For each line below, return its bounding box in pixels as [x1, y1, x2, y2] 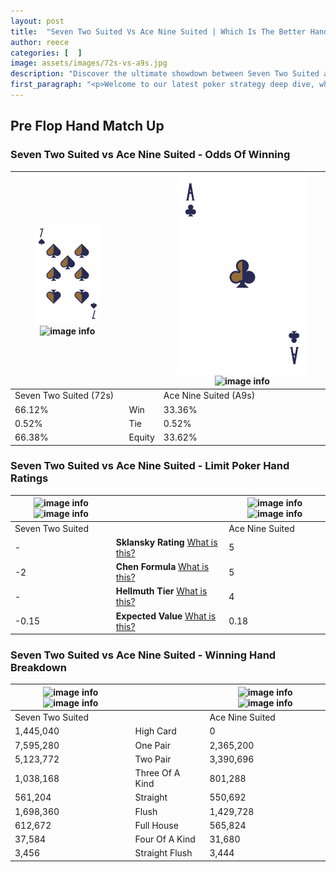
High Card [134, 725, 177, 737]
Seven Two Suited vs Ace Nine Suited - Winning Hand [10, 648, 277, 662]
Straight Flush [134, 847, 193, 859]
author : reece [10, 37, 70, 47]
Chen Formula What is [115, 561, 210, 573]
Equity [128, 431, 155, 444]
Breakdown [10, 661, 67, 675]
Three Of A [134, 767, 181, 779]
